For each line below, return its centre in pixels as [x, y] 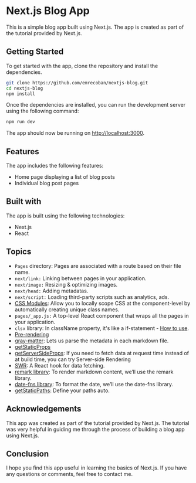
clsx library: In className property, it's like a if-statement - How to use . [102, 328]
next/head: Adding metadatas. [51, 291]
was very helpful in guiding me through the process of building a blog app [95, 429]
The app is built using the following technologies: [65, 216]
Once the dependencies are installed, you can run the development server [96, 105]
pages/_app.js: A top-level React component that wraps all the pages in [102, 315]
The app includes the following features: [55, 166]
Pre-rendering [32, 334]
